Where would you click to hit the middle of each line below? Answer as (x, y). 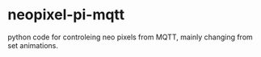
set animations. (33, 45)
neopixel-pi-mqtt (66, 15)
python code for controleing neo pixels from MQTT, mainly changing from (130, 37)
